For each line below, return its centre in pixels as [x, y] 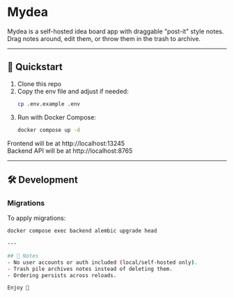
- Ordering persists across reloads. [62, 275]
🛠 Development [42, 180]
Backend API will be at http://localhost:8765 [70, 151]
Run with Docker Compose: [56, 117]
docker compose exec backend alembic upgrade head [82, 231]
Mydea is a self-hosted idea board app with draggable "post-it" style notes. [116, 31]
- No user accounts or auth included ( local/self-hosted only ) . [102, 262]
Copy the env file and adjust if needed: [73, 91]
